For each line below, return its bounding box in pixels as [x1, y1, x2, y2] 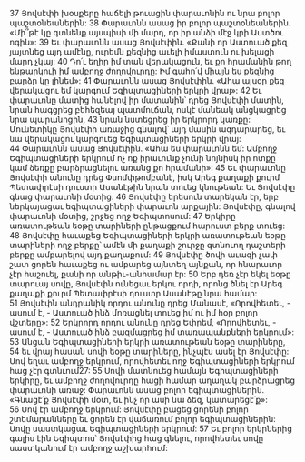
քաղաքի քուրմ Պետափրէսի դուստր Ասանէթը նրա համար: [9, 288, 258, 298]
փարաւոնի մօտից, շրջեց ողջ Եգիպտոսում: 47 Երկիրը [9, 211, 236, 221]
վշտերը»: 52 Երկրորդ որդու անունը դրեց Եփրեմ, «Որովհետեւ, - [9, 317, 277, 327]
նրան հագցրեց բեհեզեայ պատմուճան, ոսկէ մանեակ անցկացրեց [9, 105, 287, 115]
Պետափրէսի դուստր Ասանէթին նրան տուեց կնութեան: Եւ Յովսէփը [9, 182, 296, 192]
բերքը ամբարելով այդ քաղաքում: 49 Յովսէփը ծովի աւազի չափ [9, 249, 279, 260]
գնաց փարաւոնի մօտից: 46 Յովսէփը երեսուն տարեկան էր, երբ [9, 191, 280, 202]
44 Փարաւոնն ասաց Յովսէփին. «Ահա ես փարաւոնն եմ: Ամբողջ [9, 143, 278, 154]
